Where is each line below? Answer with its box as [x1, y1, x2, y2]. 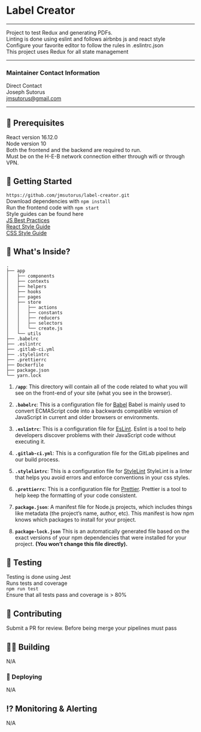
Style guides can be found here [6, 210, 84, 217]
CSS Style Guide [6, 229, 47, 236]
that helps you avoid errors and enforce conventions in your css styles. [14, 474, 190, 481]
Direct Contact [6, 82, 42, 90]
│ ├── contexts [6, 278, 50, 284]
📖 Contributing [6, 608, 62, 619]
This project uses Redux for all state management [6, 48, 129, 55]
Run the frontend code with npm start [6, 204, 99, 211]
